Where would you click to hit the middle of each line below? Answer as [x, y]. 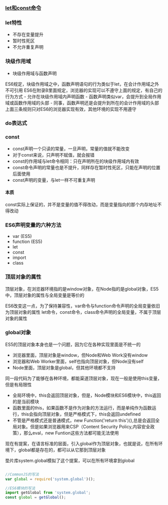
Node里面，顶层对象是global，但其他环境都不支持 [64, 367]
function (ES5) [27, 241]
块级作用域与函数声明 [34, 73]
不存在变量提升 [28, 35]
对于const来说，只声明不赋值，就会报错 [53, 155]
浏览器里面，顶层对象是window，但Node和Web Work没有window [80, 355]
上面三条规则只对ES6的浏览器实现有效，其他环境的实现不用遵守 [71, 109]
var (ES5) [22, 236]
